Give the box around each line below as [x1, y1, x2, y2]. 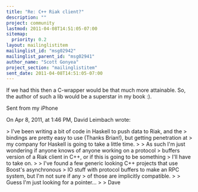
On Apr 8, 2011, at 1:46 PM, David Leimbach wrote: [6, 116, 131, 124]
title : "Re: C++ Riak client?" [6, 8, 84, 15]
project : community [6, 20, 55, 26]
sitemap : [6, 31, 28, 37]
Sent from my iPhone [6, 104, 59, 112]
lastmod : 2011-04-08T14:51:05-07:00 [6, 25, 98, 32]
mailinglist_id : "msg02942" [6, 48, 77, 54]
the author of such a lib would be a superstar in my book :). [6, 93, 152, 100]
